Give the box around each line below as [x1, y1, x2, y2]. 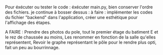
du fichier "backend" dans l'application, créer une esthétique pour [5, 15, 138, 20]
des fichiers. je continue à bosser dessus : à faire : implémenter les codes [5, 9, 153, 15]
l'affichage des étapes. [5, 19, 51, 25]
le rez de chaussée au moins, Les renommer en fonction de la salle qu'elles [5, 34, 156, 40]
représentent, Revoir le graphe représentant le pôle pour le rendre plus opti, [5, 39, 157, 45]
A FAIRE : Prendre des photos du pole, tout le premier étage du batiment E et [5, 29, 159, 35]
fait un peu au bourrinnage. [5, 45, 60, 50]
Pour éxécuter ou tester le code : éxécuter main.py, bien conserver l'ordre [5, 4, 153, 10]
